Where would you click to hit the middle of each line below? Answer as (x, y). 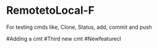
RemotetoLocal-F (50, 10)
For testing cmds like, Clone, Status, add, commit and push (79, 27)
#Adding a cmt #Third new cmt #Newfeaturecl (64, 38)
